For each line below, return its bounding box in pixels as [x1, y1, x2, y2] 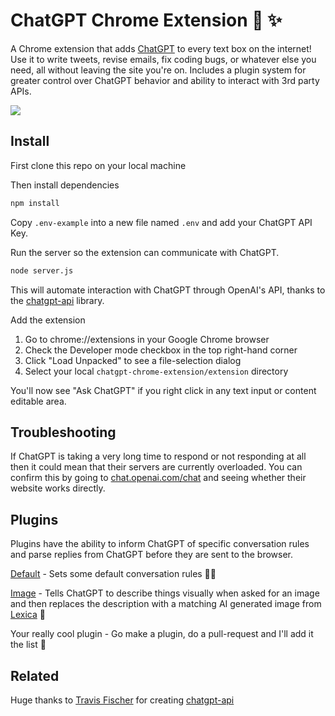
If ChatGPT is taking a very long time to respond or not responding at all [10, 450, 307, 463]
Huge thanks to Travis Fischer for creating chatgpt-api [10, 694, 235, 706]
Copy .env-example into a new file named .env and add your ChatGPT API [10, 216, 313, 228]
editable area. [10, 395, 67, 407]
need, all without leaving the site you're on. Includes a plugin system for [10, 64, 307, 76]
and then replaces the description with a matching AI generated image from [10, 598, 322, 610]
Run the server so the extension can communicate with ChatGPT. [10, 246, 280, 258]
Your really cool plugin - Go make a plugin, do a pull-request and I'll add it [10, 628, 314, 640]
